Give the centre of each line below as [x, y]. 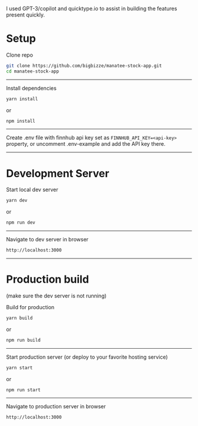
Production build [48, 279]
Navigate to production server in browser [56, 407]
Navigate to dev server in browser [47, 240]
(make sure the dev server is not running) [57, 296]
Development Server [58, 173]
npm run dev [21, 223]
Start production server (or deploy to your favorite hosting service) [87, 357]
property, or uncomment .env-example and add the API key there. [86, 144]
